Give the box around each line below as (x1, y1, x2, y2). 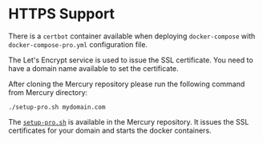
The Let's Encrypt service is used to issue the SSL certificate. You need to (8, 55, 254, 65)
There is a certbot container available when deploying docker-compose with (8, 31, 256, 41)
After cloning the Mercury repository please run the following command (8, 79, 245, 89)
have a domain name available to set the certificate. (8, 63, 179, 73)
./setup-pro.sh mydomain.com (8, 103, 106, 111)
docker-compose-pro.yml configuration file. (8, 39, 148, 49)
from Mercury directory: (8, 87, 88, 97)
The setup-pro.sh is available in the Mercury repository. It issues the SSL (8, 117, 249, 126)
